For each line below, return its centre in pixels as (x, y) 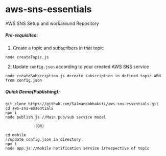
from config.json (24, 80)
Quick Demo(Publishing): (33, 91)
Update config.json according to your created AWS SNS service (81, 67)
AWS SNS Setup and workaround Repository (52, 23)
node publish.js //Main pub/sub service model (56, 117)
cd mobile (16, 135)
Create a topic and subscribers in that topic (58, 48)
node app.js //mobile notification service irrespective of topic (77, 148)
